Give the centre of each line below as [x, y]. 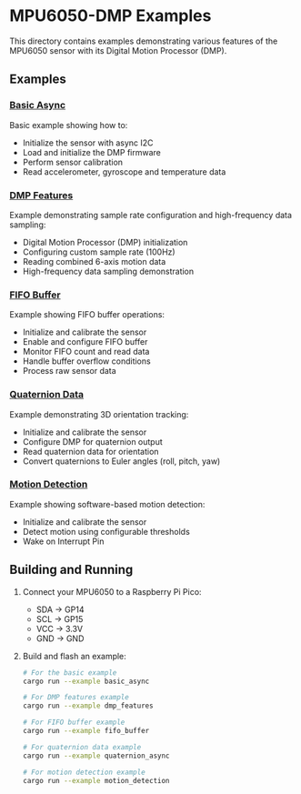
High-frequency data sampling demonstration [108, 271]
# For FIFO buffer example [74, 723]
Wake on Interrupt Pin [63, 541]
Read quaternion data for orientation [90, 451]
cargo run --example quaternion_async [96, 756]
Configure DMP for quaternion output [93, 441]
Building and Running [71, 570]
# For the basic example [70, 673]
